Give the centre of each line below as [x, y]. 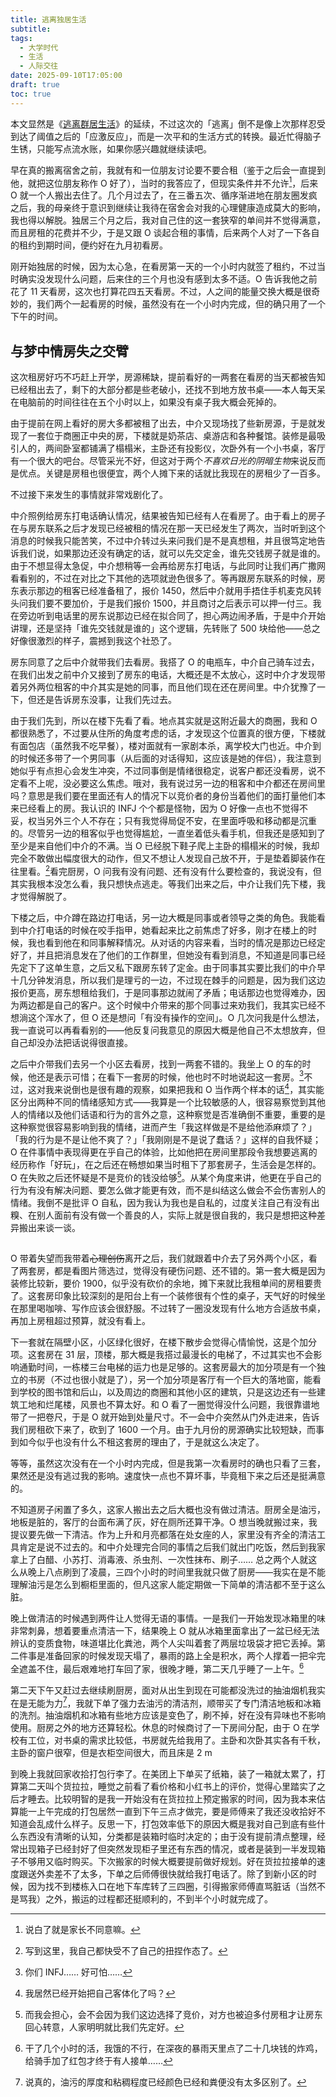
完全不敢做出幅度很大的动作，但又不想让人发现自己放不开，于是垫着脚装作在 [168, 858]
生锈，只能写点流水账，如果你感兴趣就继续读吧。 [111, 148]
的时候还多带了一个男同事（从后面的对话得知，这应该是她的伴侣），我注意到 [166, 758]
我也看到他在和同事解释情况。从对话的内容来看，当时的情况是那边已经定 [176, 942]
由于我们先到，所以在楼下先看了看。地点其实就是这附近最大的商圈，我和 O [164, 721]
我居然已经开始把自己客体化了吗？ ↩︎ [100, 1993]
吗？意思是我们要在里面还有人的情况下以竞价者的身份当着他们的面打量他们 [163, 796]
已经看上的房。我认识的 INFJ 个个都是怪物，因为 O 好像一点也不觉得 [159, 808]
